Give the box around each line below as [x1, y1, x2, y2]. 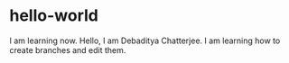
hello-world [9, 5, 99, 26]
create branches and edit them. [9, 44, 126, 55]
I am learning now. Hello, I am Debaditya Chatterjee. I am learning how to [9, 35, 281, 46]
